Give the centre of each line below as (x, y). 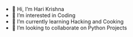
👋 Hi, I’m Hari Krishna (38, 9)
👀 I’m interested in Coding (44, 15)
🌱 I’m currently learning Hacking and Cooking (68, 21)
